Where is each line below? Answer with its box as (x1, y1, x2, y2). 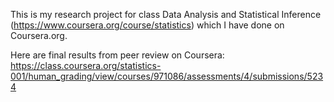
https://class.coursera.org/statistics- (10, 60, 162, 71)
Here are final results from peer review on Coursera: (10, 49, 225, 61)
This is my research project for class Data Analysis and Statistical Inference (10, 9, 322, 20)
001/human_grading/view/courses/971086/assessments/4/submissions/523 (10, 70, 324, 82)
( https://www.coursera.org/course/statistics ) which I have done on (10, 19, 285, 31)
